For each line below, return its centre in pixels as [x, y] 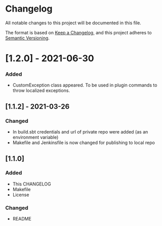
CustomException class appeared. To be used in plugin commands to [85, 85]
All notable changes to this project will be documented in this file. [73, 23]
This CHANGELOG [32, 184]
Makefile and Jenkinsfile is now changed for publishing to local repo [84, 143]
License [21, 195]
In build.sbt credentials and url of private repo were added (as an [80, 132]
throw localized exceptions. [41, 91]
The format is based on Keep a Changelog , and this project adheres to [78, 32]
